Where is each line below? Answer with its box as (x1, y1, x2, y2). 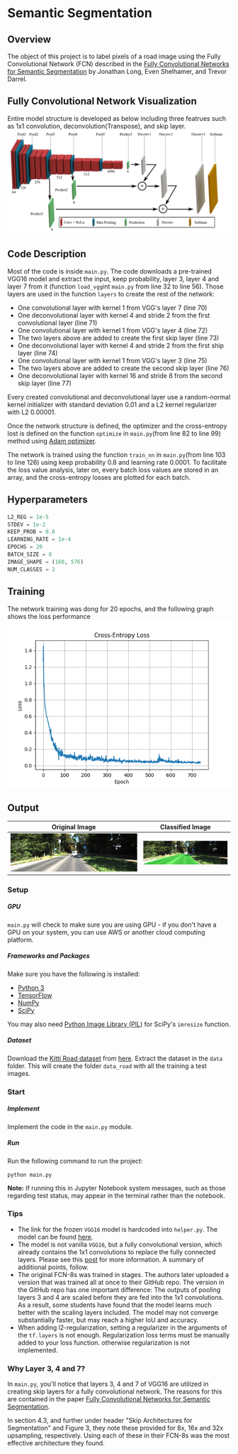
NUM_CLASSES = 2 (7, 566, 55, 573)
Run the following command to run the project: (7, 1156, 143, 1165)
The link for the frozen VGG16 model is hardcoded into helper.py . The (17, 1224, 218, 1234)
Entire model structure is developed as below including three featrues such (7, 114, 227, 122)
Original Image (52, 822, 96, 831)
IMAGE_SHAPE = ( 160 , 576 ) (7, 558, 84, 566)
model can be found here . (17, 1232, 93, 1241)
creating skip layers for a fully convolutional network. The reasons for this (7, 1387, 222, 1396)
